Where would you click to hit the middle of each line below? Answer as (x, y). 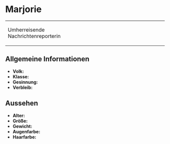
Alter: (19, 115)
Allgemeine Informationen (47, 59)
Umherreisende (26, 30)
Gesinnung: (25, 82)
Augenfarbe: (26, 131)
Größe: (20, 121)
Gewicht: (22, 126)
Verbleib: (23, 87)
